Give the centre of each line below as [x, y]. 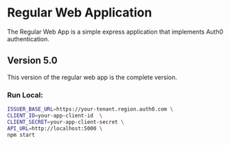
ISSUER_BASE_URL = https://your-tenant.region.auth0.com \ [90, 109]
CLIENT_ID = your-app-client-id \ [55, 115]
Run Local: [25, 95]
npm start [21, 135]
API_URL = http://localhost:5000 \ [55, 129]
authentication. [28, 38]
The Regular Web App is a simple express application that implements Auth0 [115, 32]
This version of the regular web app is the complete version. [92, 77]
